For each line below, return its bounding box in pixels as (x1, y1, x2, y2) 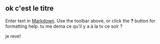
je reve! (5, 33, 22, 39)
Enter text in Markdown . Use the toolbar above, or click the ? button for (5, 17, 155, 24)
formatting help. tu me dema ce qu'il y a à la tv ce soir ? (5, 23, 123, 29)
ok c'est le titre (5, 4, 54, 13)
